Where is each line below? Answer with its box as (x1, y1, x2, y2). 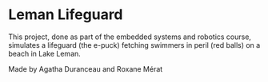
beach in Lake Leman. (8, 49, 82, 58)
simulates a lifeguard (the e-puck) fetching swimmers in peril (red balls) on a (8, 40, 261, 49)
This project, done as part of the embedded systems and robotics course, (8, 32, 252, 41)
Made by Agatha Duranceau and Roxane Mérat (8, 64, 163, 73)
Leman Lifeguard (8, 6, 123, 24)
